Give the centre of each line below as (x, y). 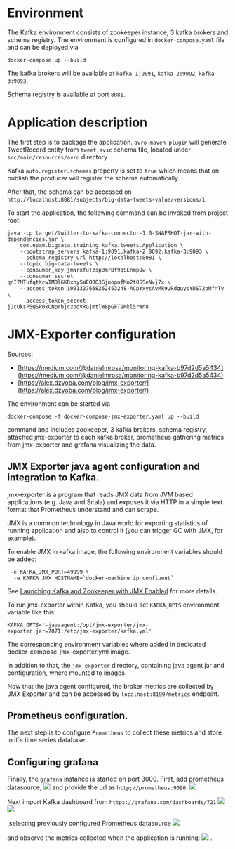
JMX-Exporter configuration (92, 335)
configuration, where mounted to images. (67, 673)
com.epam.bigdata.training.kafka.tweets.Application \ (102, 245)
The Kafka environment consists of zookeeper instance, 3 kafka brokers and (118, 32)
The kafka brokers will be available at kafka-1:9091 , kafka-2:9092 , (102, 73)
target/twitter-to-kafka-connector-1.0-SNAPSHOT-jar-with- (123, 233)
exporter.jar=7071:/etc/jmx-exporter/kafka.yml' (80, 631)
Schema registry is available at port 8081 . (66, 94)
